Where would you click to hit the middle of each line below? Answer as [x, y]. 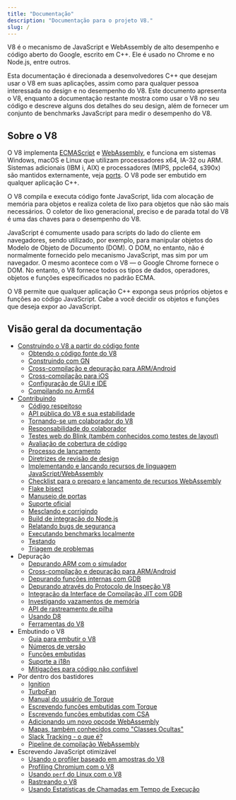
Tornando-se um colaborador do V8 [81, 421]
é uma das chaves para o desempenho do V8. [74, 219]
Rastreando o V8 [53, 782]
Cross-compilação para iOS [69, 376]
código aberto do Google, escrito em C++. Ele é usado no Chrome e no [111, 54]
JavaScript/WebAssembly [66, 474]
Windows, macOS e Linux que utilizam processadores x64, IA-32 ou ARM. [115, 161]
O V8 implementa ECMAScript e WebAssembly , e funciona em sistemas [112, 153]
